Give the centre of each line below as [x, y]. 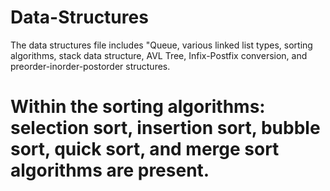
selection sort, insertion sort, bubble [165, 128]
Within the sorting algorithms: [138, 107]
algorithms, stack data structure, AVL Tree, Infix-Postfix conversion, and [159, 55]
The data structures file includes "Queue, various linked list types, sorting [161, 45]
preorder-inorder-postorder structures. [90, 66]
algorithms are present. [110, 170]
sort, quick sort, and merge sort [145, 149]
